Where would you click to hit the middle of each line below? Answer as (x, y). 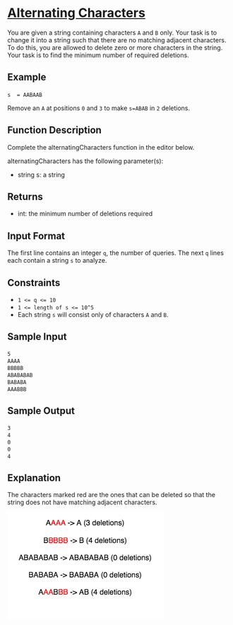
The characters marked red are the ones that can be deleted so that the (111, 495)
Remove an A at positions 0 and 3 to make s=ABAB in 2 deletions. (99, 108)
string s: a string (41, 174)
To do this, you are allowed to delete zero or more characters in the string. (115, 47)
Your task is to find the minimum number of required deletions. (98, 55)
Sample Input (37, 337)
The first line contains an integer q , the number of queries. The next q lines (116, 253)
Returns (25, 197)
